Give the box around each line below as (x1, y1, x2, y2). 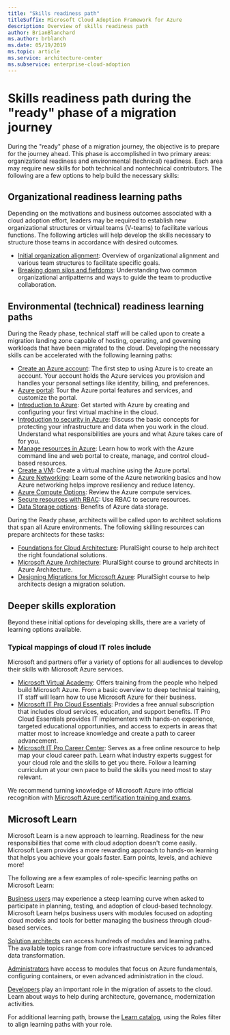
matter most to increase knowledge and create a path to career (17, 730, 196, 738)
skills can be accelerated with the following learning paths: (8, 351, 173, 359)
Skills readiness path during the (8, 90, 192, 106)
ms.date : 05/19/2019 (8, 42, 67, 49)
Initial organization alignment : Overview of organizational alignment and (17, 251, 220, 260)
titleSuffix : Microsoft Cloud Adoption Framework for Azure (8, 16, 183, 23)
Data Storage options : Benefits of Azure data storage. (17, 502, 169, 511)
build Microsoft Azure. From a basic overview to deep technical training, (17, 686, 220, 694)
